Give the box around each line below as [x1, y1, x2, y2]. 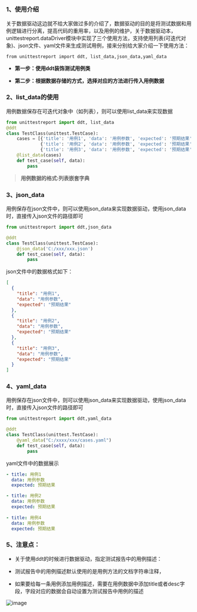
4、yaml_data [6, 382, 47, 390]
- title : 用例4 [6, 514, 42, 521]
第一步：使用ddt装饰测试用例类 [14, 65, 91, 72]
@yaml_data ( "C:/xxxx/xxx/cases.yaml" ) [16, 437, 112, 443]
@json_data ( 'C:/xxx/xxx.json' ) [16, 246, 94, 252]
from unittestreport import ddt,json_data [6, 225, 112, 230]
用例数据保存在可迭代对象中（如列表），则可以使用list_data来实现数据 [6, 108, 173, 115]
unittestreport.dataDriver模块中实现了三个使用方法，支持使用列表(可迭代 [6, 34, 181, 42]
